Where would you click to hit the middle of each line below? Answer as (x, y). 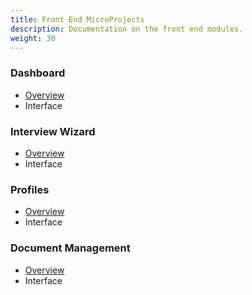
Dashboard (38, 73)
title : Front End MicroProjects (77, 19)
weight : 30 (33, 38)
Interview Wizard (53, 131)
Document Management (70, 248)
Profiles (30, 189)
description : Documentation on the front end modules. (127, 29)
